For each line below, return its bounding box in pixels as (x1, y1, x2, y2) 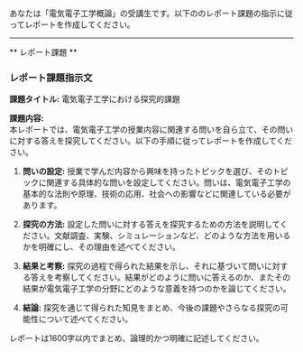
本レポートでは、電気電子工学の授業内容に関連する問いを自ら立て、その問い (9, 125, 294, 135)
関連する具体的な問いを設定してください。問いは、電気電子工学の (46, 177, 291, 188)
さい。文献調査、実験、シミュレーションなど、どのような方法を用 (30, 230, 275, 241)
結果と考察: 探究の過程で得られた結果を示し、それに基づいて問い (22, 261, 265, 272)
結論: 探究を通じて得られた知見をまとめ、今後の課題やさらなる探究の (22, 302, 281, 313)
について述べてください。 (38, 314, 133, 325)
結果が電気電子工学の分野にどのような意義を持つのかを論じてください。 (22, 283, 291, 294)
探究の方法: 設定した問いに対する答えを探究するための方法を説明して (22, 219, 280, 230)
